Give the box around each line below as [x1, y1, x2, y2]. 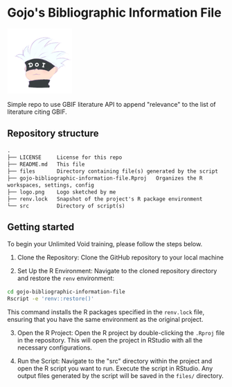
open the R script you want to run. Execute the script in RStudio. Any [17, 364, 213, 372]
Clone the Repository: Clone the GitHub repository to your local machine [17, 253, 224, 261]
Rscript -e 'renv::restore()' [7, 295, 95, 302]
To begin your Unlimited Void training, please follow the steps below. [7, 239, 203, 248]
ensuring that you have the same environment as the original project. [7, 316, 204, 324]
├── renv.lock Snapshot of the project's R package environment [7, 196, 203, 203]
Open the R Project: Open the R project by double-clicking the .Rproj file [17, 329, 225, 337]
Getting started [7, 221, 75, 233]
